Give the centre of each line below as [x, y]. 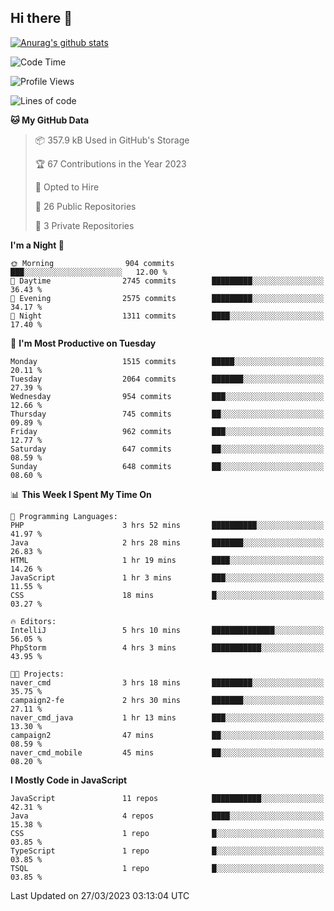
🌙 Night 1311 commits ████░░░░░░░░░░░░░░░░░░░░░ [167, 316]
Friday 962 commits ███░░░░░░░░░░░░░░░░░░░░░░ [167, 431]
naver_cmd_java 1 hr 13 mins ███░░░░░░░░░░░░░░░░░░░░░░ [167, 717]
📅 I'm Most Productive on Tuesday [83, 343]
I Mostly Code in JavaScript [69, 780]
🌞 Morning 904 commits [92, 263]
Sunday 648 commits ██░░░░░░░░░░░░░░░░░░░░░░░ [167, 466]
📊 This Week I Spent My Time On [81, 494]
